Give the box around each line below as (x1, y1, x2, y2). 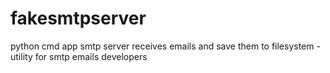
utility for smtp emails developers (10, 50, 148, 62)
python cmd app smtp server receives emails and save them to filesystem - (10, 40, 321, 52)
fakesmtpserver (10, 7, 147, 30)
